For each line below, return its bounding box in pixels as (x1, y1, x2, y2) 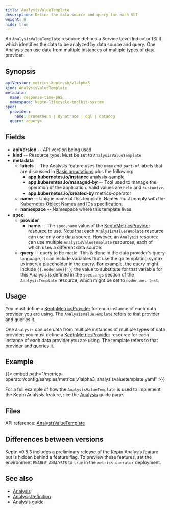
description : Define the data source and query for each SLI (5, 12, 138, 17)
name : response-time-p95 (10, 95, 63, 100)
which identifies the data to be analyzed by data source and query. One (5, 41, 156, 48)
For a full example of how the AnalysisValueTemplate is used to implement (5, 386, 161, 392)
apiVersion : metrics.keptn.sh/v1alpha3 (5, 80, 90, 86)
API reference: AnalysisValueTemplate (5, 420, 85, 427)
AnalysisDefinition (12, 493, 51, 499)
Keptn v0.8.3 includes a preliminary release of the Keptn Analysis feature (5, 449, 159, 455)
